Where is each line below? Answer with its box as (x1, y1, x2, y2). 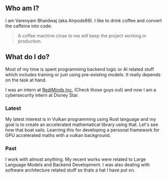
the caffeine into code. (5, 23, 52, 29)
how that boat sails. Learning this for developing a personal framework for (5, 126, 160, 133)
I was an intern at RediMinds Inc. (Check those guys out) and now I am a (5, 86, 156, 93)
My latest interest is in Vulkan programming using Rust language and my (5, 116, 156, 122)
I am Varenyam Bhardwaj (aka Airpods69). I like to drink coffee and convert (5, 17, 162, 23)
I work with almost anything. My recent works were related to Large (5, 156, 146, 162)
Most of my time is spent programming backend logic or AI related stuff (5, 66, 154, 72)
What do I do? (5, 53, 50, 61)
